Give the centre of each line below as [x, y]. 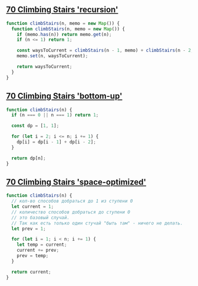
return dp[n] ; [29, 158]
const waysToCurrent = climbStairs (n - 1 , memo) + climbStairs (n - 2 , [105, 51]
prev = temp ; [33, 256]
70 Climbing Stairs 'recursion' [62, 10]
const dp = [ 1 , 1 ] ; [35, 126]
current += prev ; [38, 251]
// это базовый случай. [40, 217]
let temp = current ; [42, 245]
